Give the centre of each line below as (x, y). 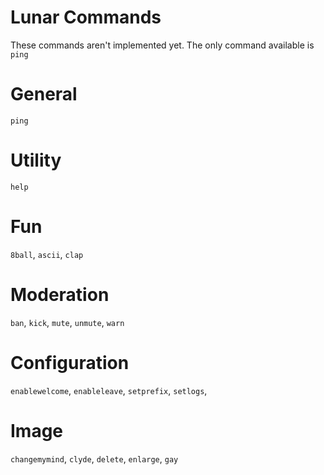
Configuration (70, 362)
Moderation (60, 294)
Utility (36, 160)
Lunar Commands (86, 17)
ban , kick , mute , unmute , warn (67, 322)
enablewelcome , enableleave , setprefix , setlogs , (109, 390)
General (44, 94)
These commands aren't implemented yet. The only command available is (162, 45)
